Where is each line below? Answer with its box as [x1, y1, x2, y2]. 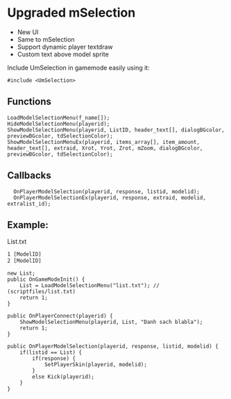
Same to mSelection [17, 35, 75, 43]
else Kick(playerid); [32, 373, 95, 380]
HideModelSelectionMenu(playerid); [7, 120, 110, 127]
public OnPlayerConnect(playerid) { [7, 313, 113, 320]
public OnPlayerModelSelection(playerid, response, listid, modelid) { [7, 343, 219, 350]
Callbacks [7, 170, 52, 181]
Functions [7, 96, 52, 108]
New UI [17, 28, 39, 36]
